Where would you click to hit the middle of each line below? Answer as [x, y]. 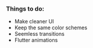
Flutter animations [36, 40]
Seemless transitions [40, 34]
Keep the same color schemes [51, 28]
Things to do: [25, 9]
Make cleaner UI [34, 22]
